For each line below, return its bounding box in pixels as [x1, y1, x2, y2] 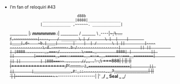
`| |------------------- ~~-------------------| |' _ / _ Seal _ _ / [9, 73, 126, 79]
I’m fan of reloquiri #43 [9, 4, 56, 10]
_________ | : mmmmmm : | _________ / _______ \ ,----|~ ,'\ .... [9, 31, 123, 36]
